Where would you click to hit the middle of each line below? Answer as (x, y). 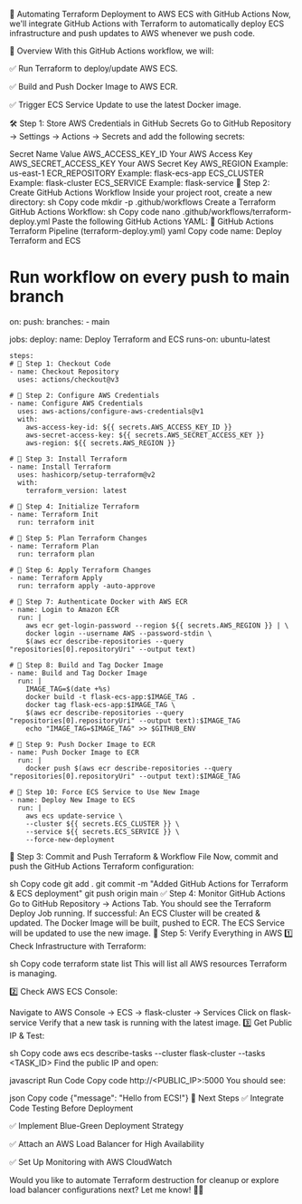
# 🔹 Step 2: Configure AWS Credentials (85, 395)
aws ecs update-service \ (75, 816)
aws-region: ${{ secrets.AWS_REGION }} (101, 443)
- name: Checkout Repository (64, 372)
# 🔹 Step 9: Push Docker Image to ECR (82, 744)
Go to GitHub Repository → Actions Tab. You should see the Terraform (140, 903)
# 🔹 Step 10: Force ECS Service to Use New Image (105, 792)
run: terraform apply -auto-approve (86, 586)
